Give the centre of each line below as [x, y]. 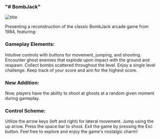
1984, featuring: [21, 32]
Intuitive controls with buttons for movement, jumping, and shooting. [73, 55]
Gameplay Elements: [30, 44]
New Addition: [22, 83]
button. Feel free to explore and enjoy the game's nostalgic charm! [72, 132]
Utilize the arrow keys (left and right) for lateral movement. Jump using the [79, 121]
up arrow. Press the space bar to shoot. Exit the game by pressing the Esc [79, 126]
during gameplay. [23, 98]
